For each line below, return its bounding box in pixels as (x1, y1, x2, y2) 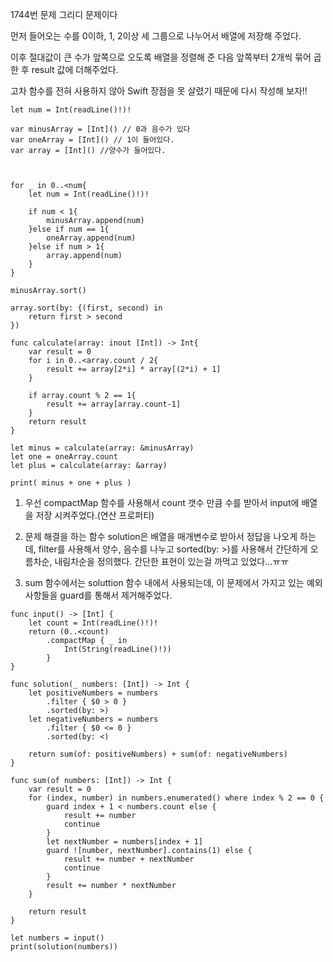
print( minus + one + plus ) (10, 478, 132, 488)
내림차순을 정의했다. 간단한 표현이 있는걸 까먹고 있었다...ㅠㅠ (54, 556, 290, 567)
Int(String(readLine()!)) (63, 644, 172, 654)
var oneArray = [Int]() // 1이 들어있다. (10, 135, 175, 145)
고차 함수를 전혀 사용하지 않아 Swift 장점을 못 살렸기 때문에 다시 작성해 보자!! (10, 85, 308, 97)
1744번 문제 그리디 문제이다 (10, 9, 118, 20)
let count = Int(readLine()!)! (28, 618, 159, 628)
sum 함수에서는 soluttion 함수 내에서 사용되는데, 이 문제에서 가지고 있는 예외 (24, 577, 323, 588)
